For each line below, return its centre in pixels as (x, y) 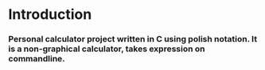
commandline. (37, 59)
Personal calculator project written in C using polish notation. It (132, 39)
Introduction (50, 15)
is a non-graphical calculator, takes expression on (107, 49)
